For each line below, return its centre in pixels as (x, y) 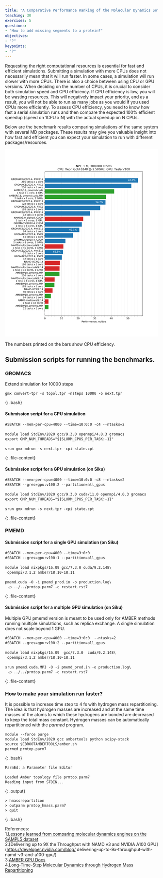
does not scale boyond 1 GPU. (35, 628)
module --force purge (27, 734)
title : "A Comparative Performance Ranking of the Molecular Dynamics (78, 10)
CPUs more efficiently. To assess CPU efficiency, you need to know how (77, 107)
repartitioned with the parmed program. (45, 725)
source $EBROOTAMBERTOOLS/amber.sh (41, 744)
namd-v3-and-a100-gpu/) (31, 854)
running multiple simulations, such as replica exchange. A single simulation (80, 623)
